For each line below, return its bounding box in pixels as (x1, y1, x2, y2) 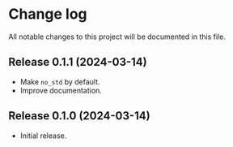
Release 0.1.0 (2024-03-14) (8, 109, 151, 123)
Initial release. (19, 131, 67, 141)
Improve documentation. (19, 85, 103, 95)
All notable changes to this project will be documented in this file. (8, 32, 227, 41)
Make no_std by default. (19, 76, 100, 86)
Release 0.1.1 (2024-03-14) (8, 55, 147, 69)
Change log (8, 5, 87, 24)
